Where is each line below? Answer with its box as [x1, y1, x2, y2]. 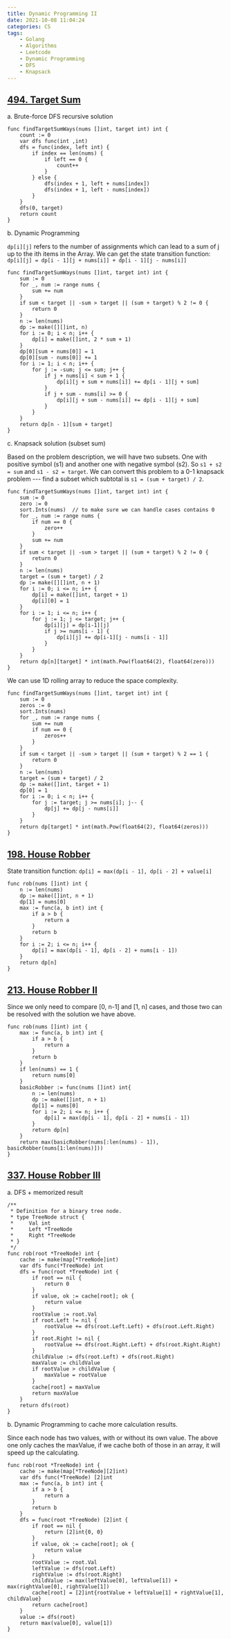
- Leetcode [19, 49, 51, 56]
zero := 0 [19, 500, 48, 507]
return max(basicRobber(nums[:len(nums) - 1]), [19, 1139, 159, 1146]
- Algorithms [19, 42, 57, 49]
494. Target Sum [7, 94, 81, 105]
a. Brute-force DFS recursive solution [7, 112, 113, 121]
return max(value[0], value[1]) [19, 1620, 113, 1627]
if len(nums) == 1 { [19, 1066, 79, 1073]
